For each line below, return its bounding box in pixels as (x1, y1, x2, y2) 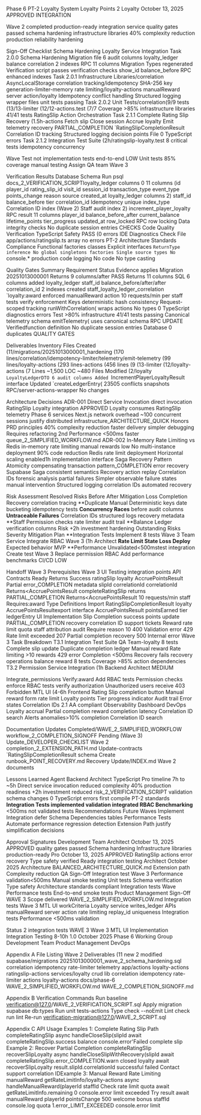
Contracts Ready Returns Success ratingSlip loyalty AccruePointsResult (6, 575, 184, 582)
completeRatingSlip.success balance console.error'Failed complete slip (6, 1038, 183, 1045)
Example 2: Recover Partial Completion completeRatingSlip (6, 1045, 152, 1051)
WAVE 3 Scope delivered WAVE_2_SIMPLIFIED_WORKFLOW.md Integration (6, 896, 191, 903)
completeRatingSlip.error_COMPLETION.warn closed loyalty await (6, 1057, 169, 1064)
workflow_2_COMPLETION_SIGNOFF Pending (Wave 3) (6, 732, 143, 739)
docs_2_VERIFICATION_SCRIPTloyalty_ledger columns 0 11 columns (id (6, 180, 181, 186)
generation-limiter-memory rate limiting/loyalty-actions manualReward (6, 86, 180, 93)
